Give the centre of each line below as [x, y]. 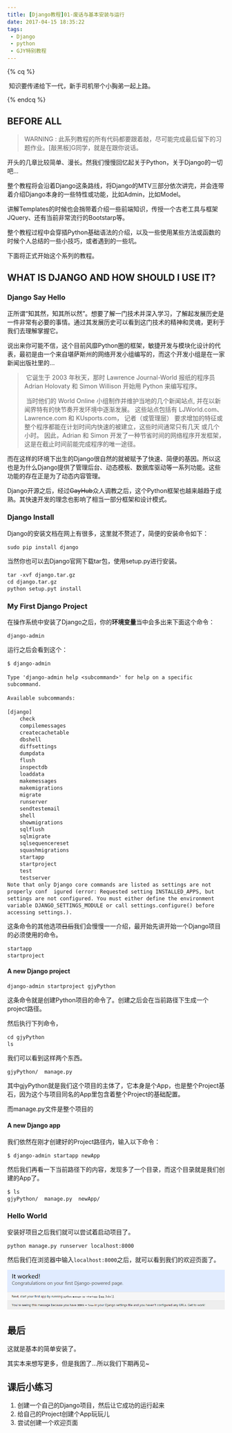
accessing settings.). [40, 912]
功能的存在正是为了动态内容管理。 [56, 476]
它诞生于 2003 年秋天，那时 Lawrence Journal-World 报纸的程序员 [120, 377]
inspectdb [34, 767]
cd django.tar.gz [32, 582]
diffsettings [38, 747]
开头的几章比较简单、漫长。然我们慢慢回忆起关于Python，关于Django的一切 [115, 162]
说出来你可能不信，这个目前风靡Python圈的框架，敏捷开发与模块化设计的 [111, 345]
